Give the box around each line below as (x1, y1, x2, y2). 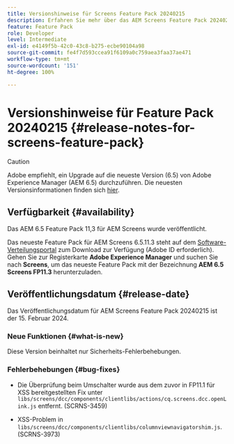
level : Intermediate (7, 36, 68, 43)
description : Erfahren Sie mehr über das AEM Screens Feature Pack (7, 17, 208, 24)
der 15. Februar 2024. (7, 314, 69, 323)
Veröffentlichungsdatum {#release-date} (7, 288, 190, 300)
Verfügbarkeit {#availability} (7, 206, 135, 218)
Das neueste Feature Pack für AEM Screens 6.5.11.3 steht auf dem (7, 238, 196, 246)
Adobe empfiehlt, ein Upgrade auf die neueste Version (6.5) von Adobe (7, 171, 212, 179)
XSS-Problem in (17, 415, 63, 423)
